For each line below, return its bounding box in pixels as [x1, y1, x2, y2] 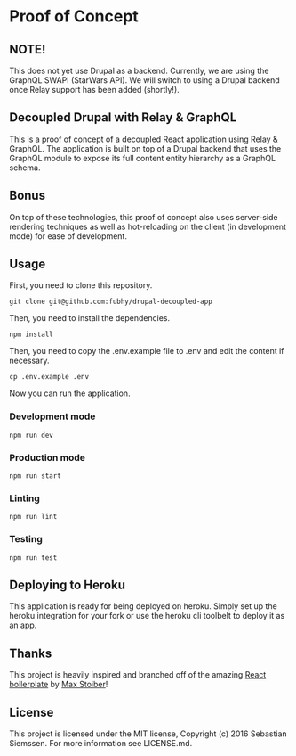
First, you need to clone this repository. [9, 280, 153, 291]
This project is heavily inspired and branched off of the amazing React [9, 670, 267, 680]
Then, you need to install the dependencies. [9, 313, 171, 324]
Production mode [9, 451, 86, 464]
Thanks [9, 645, 52, 661]
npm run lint [9, 513, 58, 522]
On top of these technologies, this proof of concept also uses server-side [9, 211, 278, 222]
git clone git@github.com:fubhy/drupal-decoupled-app [9, 297, 213, 307]
